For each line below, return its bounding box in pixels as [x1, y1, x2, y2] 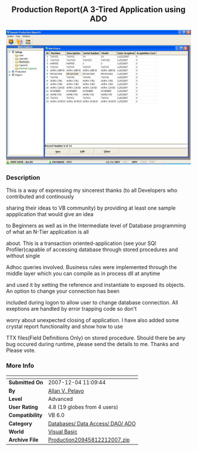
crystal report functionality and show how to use [6, 323, 123, 330]
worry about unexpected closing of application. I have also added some [6, 317, 179, 324]
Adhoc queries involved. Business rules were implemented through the [6, 264, 177, 271]
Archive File [8, 436, 39, 443]
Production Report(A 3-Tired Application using [11, 5, 186, 15]
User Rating [8, 403, 38, 411]
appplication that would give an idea [6, 211, 94, 218]
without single [6, 253, 40, 260]
